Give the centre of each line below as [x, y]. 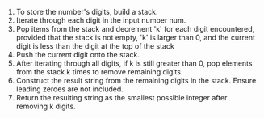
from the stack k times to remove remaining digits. [99, 72]
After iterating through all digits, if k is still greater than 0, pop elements [134, 63]
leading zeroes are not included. [69, 89]
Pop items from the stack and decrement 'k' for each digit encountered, [135, 29]
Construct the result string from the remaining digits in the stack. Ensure [136, 81]
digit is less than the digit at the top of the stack [95, 46]
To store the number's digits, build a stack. [87, 12]
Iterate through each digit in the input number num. [101, 20]
